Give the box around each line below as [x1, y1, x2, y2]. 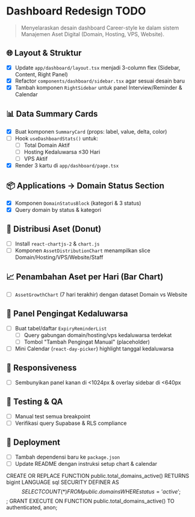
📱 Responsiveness [6, 363, 77, 373]
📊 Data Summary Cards [6, 109, 98, 119]
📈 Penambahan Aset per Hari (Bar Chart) [6, 272, 164, 282]
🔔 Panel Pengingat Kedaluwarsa [6, 309, 128, 319]
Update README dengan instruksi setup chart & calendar [14, 460, 158, 467]
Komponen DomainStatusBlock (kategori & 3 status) [14, 199, 141, 206]
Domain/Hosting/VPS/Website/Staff [14, 254, 104, 261]
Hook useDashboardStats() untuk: [14, 134, 98, 142]
